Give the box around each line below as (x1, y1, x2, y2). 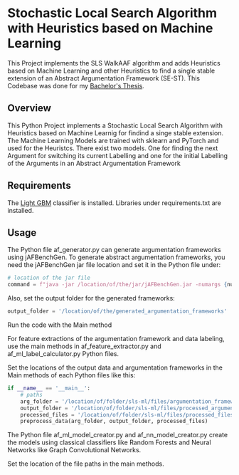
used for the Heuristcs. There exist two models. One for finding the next (7, 144, 218, 152)
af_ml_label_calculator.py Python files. (7, 350, 119, 357)
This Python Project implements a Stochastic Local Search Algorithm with (7, 121, 223, 130)
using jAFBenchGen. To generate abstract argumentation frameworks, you (7, 253, 225, 261)
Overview (7, 102, 52, 115)
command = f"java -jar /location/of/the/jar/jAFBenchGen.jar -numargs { (7, 281, 228, 288)
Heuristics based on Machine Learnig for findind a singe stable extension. (7, 128, 224, 137)
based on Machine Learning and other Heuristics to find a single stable (7, 66, 216, 75)
